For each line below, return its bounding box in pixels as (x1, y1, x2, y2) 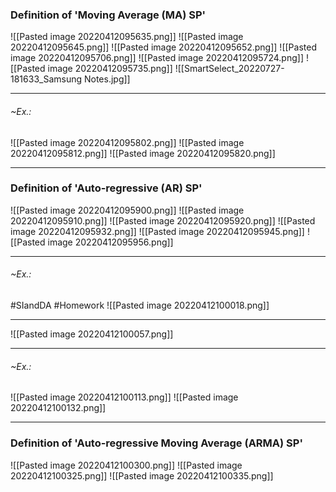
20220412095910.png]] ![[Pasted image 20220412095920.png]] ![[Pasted (10, 214, 316, 227)
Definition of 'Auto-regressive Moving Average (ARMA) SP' (10, 436, 303, 450)
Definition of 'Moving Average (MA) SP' (10, 8, 207, 22)
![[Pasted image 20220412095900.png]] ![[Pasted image (10, 204, 245, 216)
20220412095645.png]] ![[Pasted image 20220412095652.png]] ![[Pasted (10, 41, 317, 53)
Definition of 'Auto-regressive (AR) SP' (10, 181, 203, 195)
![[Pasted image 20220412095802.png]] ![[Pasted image (10, 136, 245, 148)
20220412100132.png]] (10, 402, 107, 414)
